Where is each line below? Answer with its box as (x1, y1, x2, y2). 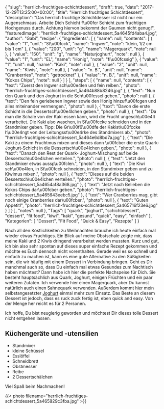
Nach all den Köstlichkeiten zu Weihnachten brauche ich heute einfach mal (5, 228, 156, 233)
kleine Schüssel (12, 348, 44, 354)
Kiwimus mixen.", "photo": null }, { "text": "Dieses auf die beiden (5, 171, 134, 177)
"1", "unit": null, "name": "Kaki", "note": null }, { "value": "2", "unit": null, (5, 61, 148, 67)
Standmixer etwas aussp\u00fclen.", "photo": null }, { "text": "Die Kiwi (5, 161, 145, 166)
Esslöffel (12, 353, 30, 359)
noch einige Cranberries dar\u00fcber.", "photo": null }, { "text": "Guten (5, 197, 148, 203)
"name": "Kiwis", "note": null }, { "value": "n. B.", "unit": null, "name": (5, 67, 143, 73)
